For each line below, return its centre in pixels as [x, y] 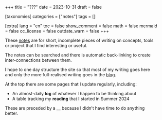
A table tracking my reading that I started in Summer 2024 [71, 99]
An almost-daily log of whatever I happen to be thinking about [74, 94]
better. [12, 113]
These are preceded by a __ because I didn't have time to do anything [75, 108]
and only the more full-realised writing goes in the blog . [61, 75]
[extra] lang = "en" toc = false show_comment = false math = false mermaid [81, 26]
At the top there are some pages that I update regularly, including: [71, 84]
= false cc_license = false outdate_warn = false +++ [57, 31]
